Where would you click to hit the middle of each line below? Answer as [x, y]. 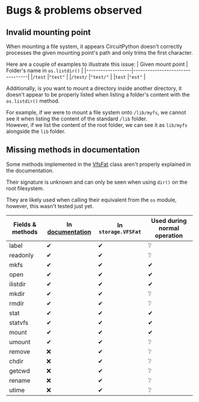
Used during [169, 221]
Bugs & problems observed [74, 10]
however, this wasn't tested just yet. [50, 206]
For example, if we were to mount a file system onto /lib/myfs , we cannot [96, 112]
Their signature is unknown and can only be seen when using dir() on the [97, 182]
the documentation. [30, 170]
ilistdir [17, 284]
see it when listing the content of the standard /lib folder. [77, 119]
